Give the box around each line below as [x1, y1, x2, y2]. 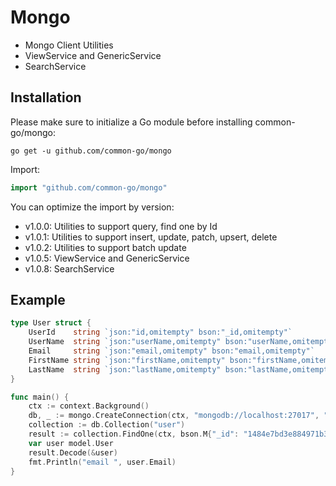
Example [10, 292, 66, 309]
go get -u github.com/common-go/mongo [10, 146, 172, 156]
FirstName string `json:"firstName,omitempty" [28, 355, 226, 365]
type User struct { [10, 318, 92, 328]
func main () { [10, 392, 70, 402]
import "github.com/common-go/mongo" [10, 182, 168, 193]
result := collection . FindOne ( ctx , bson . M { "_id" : [28, 429, 240, 440]
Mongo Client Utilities [24, 39, 114, 51]
